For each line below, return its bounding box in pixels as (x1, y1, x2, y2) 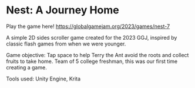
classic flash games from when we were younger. (6, 40, 126, 47)
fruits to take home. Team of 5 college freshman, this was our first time (6, 58, 178, 65)
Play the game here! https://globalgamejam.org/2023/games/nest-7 (6, 23, 170, 30)
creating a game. (6, 64, 47, 71)
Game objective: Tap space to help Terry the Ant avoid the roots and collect (6, 51, 189, 58)
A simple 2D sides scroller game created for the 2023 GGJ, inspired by (6, 34, 177, 41)
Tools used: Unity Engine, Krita (6, 75, 81, 82)
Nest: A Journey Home (6, 3, 119, 17)
